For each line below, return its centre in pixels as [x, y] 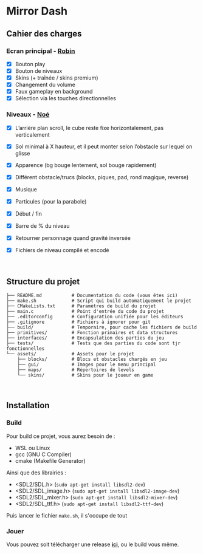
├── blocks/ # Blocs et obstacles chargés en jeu [92, 359]
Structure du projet [43, 282]
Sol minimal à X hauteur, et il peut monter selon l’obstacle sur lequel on [104, 146]
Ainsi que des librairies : [36, 473]
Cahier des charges [44, 34]
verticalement [32, 134]
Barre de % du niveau [42, 225]
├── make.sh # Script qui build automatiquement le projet [99, 301]
